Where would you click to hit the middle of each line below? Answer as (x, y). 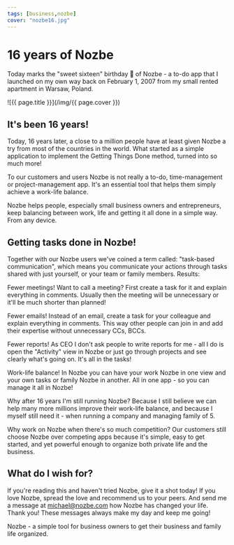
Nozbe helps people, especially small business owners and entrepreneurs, (114, 205)
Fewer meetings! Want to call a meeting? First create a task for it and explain (117, 288)
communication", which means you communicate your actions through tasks (117, 267)
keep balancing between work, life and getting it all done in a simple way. (112, 213)
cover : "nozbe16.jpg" (39, 20)
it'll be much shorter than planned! (57, 303)
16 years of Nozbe (60, 55)
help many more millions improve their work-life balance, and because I (110, 409)
